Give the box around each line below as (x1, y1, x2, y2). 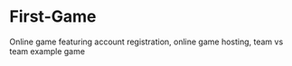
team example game (9, 45, 86, 56)
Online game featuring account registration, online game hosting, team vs (9, 36, 284, 47)
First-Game (9, 6, 97, 27)
